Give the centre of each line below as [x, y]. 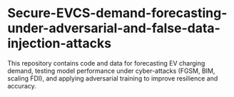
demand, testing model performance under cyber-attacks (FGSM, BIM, [111, 71]
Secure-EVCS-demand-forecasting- [117, 13]
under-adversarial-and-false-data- [114, 28]
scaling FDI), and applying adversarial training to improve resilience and [113, 78]
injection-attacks [60, 44]
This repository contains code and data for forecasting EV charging [106, 63]
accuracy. [22, 86]
